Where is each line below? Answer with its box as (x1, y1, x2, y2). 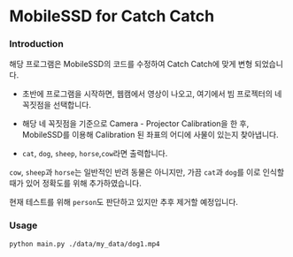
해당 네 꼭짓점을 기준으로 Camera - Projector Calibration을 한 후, (21, 118, 250, 129)
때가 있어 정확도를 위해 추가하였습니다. (9, 178, 142, 189)
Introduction (9, 38, 64, 50)
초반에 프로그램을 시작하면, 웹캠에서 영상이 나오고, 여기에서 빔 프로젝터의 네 (21, 88, 282, 99)
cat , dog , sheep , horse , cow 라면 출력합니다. (21, 148, 168, 159)
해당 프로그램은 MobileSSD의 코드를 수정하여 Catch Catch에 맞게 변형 (9, 59, 253, 70)
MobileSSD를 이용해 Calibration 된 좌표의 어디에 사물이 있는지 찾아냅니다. (21, 130, 279, 140)
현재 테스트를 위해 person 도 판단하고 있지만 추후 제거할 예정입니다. (9, 197, 239, 208)
